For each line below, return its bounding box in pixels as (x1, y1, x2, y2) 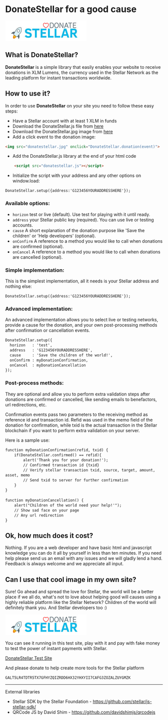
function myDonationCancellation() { (5, 497, 84, 503)
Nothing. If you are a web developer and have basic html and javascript (5, 545, 152, 551)
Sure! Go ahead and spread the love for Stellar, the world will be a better (5, 589, 154, 595)
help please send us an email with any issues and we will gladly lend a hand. (5, 555, 162, 561)
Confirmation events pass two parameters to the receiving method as (5, 411, 148, 418)
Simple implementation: (5, 266, 64, 273)
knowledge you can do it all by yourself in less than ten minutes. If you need (5, 550, 161, 556)
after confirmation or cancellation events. (5, 328, 90, 334)
